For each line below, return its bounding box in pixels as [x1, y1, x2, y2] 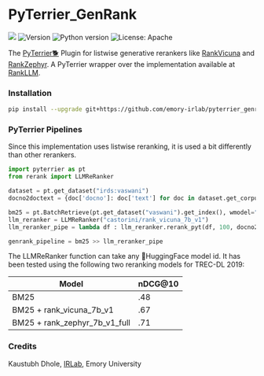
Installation [8, 87, 53, 98]
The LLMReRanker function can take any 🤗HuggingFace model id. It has [8, 252, 241, 261]
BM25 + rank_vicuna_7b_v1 [12, 304, 114, 315]
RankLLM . [8, 68, 41, 77]
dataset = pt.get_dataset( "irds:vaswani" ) [8, 187, 149, 195]
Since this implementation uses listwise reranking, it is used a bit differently [8, 142, 251, 151]
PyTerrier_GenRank [8, 6, 137, 24]
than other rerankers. [8, 150, 77, 160]
